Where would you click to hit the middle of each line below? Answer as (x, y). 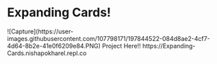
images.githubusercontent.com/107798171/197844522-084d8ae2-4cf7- (108, 38)
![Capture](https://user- (40, 31)
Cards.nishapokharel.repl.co (47, 53)
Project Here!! (122, 46)
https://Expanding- (169, 46)
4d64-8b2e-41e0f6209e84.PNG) (54, 46)
